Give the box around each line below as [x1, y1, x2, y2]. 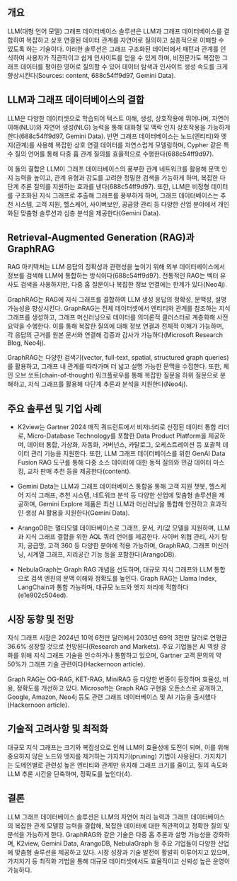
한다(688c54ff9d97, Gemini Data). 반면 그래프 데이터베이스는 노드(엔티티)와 [7, 132, 220, 140]
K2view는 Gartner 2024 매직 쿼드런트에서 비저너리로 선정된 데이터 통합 [17, 423, 217, 431]
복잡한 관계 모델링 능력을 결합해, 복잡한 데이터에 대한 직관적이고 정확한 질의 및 [14, 821, 230, 830]
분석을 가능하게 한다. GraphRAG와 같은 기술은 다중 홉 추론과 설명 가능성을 [7, 830, 212, 839]
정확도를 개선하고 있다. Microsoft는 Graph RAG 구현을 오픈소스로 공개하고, [16, 684, 224, 693]
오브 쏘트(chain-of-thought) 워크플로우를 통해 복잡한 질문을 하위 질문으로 [14, 371, 219, 380]
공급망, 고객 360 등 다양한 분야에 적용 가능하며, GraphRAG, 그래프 [27, 541, 210, 550]
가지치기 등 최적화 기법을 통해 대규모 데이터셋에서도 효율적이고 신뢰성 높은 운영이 [7, 856, 231, 865]
